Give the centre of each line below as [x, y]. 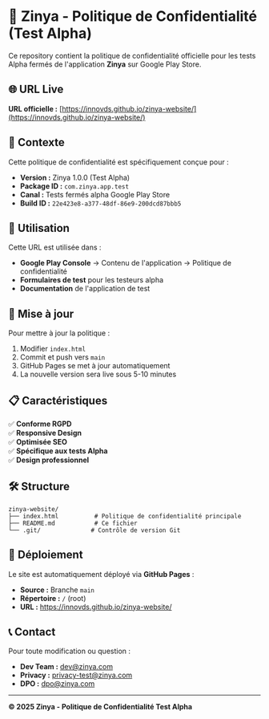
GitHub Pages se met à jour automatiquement [95, 366]
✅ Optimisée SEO [38, 442]
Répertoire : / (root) [53, 598]
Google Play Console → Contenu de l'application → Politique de [126, 263]
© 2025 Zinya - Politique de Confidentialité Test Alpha [100, 707]
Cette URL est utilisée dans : [55, 247]
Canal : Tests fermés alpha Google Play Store [95, 194]
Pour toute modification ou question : [69, 651]
